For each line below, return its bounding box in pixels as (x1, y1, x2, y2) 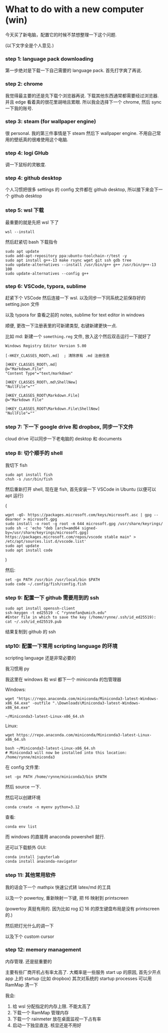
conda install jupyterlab (5, 855, 59, 860)
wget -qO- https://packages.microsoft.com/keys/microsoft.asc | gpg (5, 512, 152, 518)
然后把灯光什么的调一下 (5, 922, 54, 928)
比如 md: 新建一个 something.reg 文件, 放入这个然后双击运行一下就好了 (5, 334, 151, 340)
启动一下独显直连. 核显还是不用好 (12, 1022, 81, 1028)
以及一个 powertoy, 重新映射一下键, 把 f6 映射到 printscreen (5, 895, 129, 901)
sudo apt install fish (5, 472, 53, 477)
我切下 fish (5, 462, 28, 468)
